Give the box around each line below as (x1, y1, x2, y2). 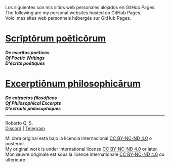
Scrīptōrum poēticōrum (5, 33, 106, 45)
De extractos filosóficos (5, 95, 57, 101)
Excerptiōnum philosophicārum (5, 78, 141, 90)
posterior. (5, 140, 25, 146)
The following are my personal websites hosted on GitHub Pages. (5, 10, 142, 16)
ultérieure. (5, 156, 27, 162)
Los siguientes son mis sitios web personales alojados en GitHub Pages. (5, 5, 156, 10)
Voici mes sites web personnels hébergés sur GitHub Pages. (5, 15, 132, 21)
